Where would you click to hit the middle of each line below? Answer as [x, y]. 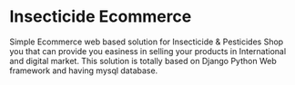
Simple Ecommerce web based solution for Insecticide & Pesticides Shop [147, 42]
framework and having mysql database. [84, 71]
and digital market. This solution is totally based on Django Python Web [143, 61]
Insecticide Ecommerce [101, 17]
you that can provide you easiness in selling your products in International [148, 51]
